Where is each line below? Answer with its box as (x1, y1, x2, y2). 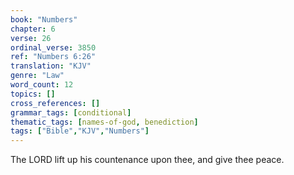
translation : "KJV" (10, 61, 92, 71)
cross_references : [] (10, 98, 101, 108)
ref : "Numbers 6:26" (10, 52, 97, 62)
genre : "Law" (10, 71, 65, 81)
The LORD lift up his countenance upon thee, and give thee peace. (10, 154, 285, 166)
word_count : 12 (10, 80, 74, 90)
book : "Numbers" (10, 14, 78, 25)
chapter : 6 (10, 24, 56, 34)
